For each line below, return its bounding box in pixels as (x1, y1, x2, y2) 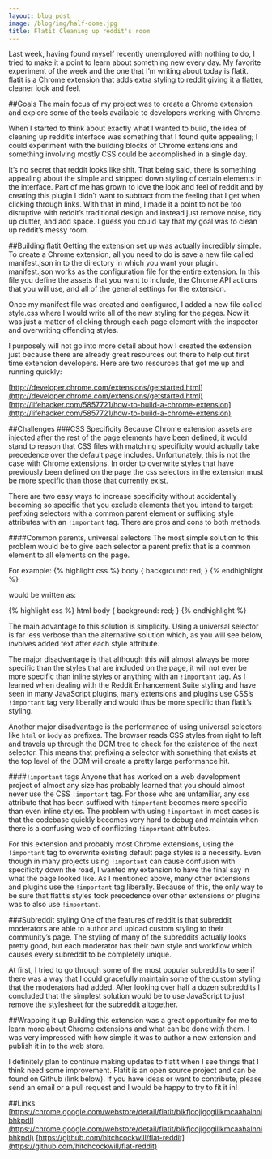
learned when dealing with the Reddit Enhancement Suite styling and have (8, 680, 257, 690)
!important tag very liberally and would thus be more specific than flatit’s (8, 697, 253, 707)
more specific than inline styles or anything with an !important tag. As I (8, 671, 246, 681)
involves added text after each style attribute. (8, 639, 160, 649)
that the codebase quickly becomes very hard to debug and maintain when (8, 815, 259, 825)
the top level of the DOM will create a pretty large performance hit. (8, 756, 231, 766)
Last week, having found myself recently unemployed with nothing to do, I (8, 49, 255, 59)
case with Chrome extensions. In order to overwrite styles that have (8, 458, 235, 468)
